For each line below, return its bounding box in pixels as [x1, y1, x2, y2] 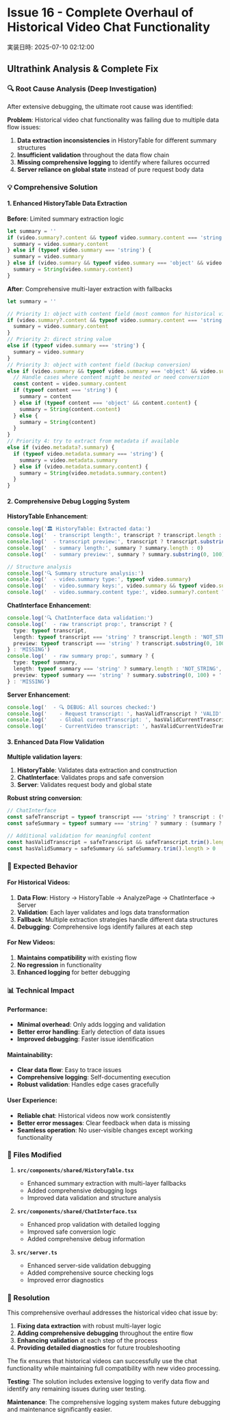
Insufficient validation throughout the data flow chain [16, 151, 170, 159]
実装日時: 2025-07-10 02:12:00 [7, 42, 94, 51]
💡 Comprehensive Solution [7, 182, 98, 192]
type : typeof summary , [13, 659, 78, 666]
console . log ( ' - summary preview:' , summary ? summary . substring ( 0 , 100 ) [7, 551, 225, 558]
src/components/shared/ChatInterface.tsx [16, 1208, 137, 1215]
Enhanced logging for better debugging [16, 968, 131, 976]
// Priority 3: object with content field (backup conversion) [7, 361, 192, 368]
